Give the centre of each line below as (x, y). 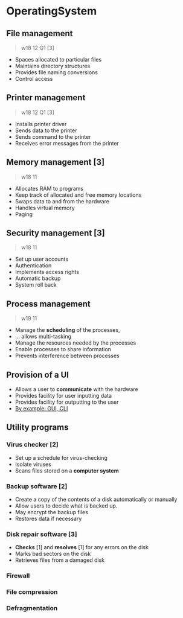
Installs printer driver (41, 124)
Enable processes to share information (63, 349)
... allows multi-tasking (43, 337)
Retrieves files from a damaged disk (60, 560)
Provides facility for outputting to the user (67, 402)
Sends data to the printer (46, 130)
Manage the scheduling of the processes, (67, 330)
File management (40, 33)
